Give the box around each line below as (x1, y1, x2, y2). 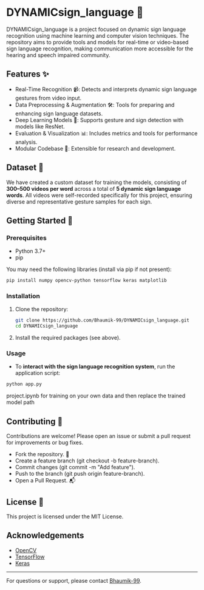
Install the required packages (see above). (15, 334, 121, 341)
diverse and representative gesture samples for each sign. (6, 197, 152, 205)
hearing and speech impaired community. (6, 51, 110, 58)
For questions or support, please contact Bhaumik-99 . (6, 577, 141, 584)
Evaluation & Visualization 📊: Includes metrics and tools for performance (15, 129, 198, 137)
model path (6, 399, 35, 406)
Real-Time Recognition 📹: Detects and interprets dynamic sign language (15, 85, 197, 93)
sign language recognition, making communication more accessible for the (6, 45, 193, 52)
